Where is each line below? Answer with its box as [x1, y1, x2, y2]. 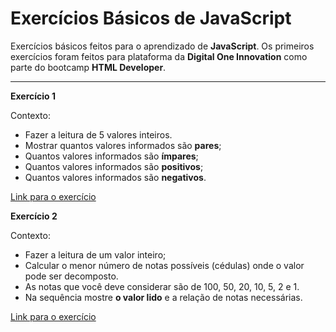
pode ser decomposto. [24, 270, 119, 282]
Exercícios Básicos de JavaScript [10, 7, 292, 30]
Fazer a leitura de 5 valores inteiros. [24, 128, 173, 141]
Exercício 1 [10, 90, 57, 102]
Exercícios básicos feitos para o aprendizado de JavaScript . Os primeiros [10, 40, 315, 52]
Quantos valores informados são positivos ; [24, 160, 204, 172]
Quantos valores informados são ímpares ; [24, 150, 199, 162]
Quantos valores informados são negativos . [24, 171, 207, 183]
